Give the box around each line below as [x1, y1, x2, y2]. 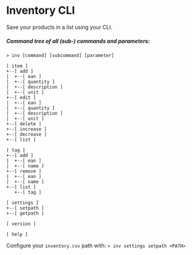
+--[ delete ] [6, 121, 42, 127]
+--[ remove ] [6, 168, 42, 174]
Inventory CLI [6, 4, 75, 17]
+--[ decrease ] [6, 131, 47, 137]
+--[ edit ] [6, 94, 36, 100]
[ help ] [6, 231, 28, 238]
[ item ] [6, 63, 28, 69]
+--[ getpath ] [6, 210, 45, 217]
